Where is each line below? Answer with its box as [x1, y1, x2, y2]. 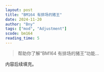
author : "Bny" [5, 21, 36, 27]
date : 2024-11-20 [5, 17, 42, 22]
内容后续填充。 [5, 61, 37, 67]
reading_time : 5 [5, 36, 40, 41]
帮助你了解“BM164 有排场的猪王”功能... [17, 50, 99, 56]
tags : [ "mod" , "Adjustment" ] [5, 26, 67, 31]
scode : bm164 [5, 31, 33, 36]
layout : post [5, 7, 33, 13]
